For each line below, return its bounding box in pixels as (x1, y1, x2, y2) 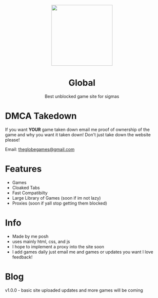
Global (68, 77, 96, 89)
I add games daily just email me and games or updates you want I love (12, 249, 154, 255)
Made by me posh (12, 233, 49, 239)
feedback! (12, 254, 33, 260)
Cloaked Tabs (12, 185, 40, 190)
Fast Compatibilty (12, 190, 48, 196)
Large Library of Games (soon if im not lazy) (12, 195, 101, 201)
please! (5, 137, 20, 143)
